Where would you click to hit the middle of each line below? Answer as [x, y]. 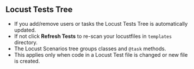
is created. [27, 61]
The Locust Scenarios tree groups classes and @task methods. [90, 49]
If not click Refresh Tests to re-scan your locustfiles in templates [93, 36]
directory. [26, 42]
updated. [25, 30]
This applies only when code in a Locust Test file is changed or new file [101, 54]
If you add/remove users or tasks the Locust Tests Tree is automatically [101, 23]
